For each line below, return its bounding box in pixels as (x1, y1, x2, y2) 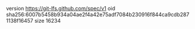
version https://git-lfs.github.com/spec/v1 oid (6, 5, 116, 12)
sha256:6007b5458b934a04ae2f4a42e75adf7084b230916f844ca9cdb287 (6, 11, 190, 18)
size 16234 (34, 17, 61, 24)
